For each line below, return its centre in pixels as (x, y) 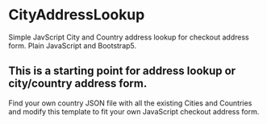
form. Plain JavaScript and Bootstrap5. (73, 45)
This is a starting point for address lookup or (122, 71)
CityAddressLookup (77, 15)
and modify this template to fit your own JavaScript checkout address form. (134, 111)
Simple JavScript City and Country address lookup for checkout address (129, 37)
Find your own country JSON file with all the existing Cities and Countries (130, 103)
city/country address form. (78, 83)
